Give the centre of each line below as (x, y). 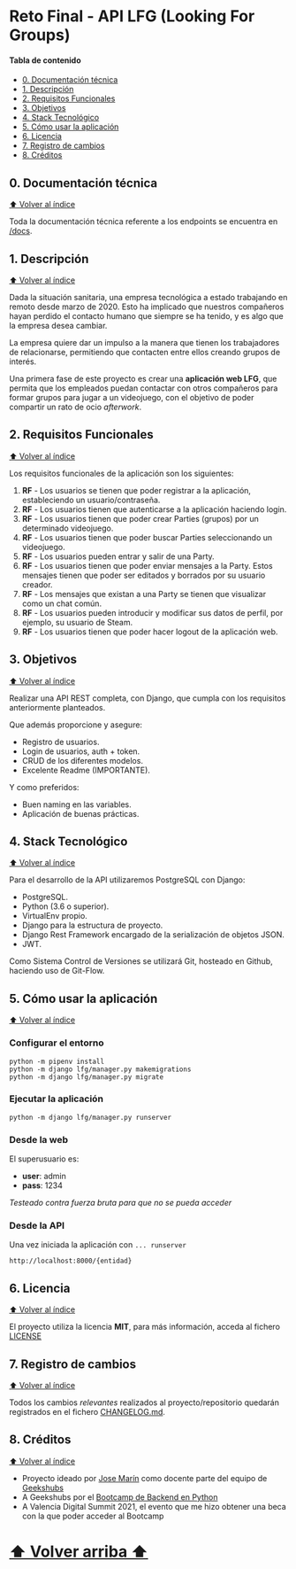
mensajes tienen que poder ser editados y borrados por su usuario (144, 575)
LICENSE (26, 1336)
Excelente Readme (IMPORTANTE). (86, 770)
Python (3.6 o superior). (65, 906)
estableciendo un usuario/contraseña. (91, 500)
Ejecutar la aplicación (57, 1099)
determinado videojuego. (68, 528)
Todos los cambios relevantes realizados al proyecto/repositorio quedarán (144, 1402)
